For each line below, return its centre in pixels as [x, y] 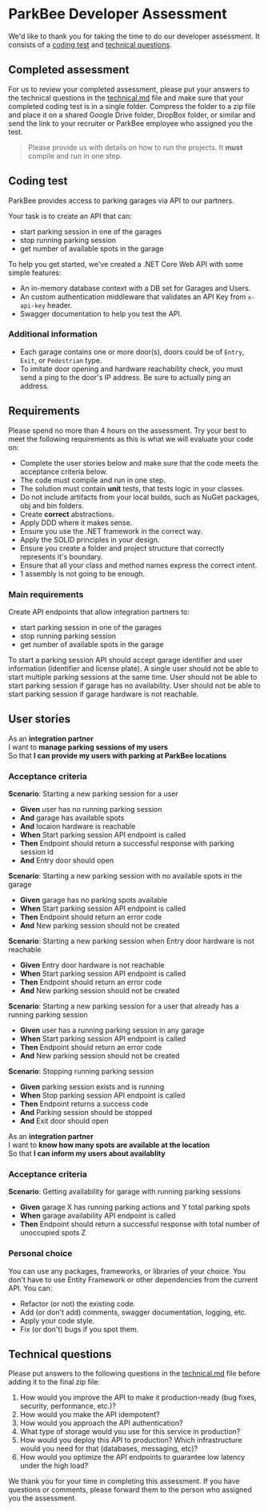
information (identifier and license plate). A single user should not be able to [133, 668]
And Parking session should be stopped [86, 1113]
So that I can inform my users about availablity [87, 1153]
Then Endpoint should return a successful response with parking [127, 843]
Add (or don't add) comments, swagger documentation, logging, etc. [133, 1312]
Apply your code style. [57, 1320]
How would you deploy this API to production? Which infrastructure [131, 1440]
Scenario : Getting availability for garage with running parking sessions [125, 1192]
